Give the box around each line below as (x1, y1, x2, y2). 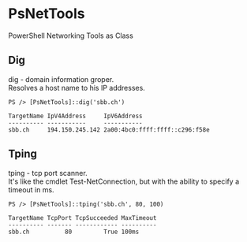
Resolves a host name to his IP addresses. (8, 83, 146, 92)
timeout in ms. (8, 184, 54, 194)
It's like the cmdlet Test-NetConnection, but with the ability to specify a (8, 177, 240, 186)
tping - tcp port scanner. (8, 168, 88, 177)
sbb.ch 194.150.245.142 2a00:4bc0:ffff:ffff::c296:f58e (8, 125, 211, 134)
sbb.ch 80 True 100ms (8, 228, 140, 236)
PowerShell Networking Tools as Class (8, 31, 134, 40)
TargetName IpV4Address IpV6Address (8, 112, 144, 120)
